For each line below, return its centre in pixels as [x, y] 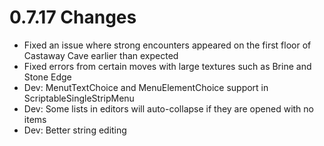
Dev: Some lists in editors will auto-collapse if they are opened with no [168, 108]
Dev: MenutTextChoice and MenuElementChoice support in [146, 87]
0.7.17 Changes [73, 17]
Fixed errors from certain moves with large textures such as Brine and [167, 66]
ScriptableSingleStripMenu [79, 98]
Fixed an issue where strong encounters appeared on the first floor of [167, 45]
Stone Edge [47, 77]
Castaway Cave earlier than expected [101, 55]
